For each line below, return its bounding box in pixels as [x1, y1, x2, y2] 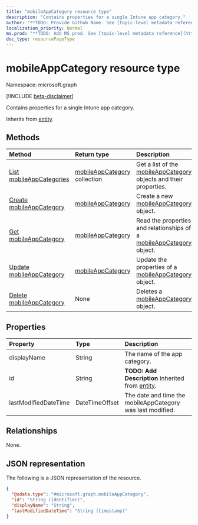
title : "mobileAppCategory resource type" [6, 8, 112, 15]
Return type [74, 150, 109, 158]
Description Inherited [124, 374, 184, 382]
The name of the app [124, 349, 183, 358]
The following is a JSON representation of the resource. [6, 474, 141, 482]
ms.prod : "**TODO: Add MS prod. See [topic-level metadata [6, 31, 154, 37]
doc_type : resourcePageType [6, 36, 75, 42]
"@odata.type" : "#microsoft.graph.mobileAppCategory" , [11, 491, 149, 497]
